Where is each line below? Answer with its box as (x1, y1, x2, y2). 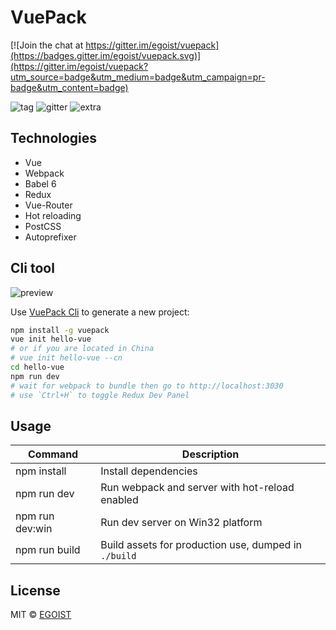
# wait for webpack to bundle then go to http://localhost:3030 (10, 381, 284, 391)
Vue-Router (24, 199, 73, 211)
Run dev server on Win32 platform (100, 516, 263, 530)
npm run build (15, 543, 81, 557)
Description (181, 447, 240, 461)
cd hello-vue (10, 362, 65, 373)
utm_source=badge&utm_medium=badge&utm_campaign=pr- (10, 71, 266, 83)
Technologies (10, 130, 98, 147)
